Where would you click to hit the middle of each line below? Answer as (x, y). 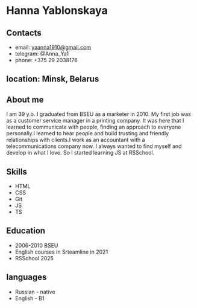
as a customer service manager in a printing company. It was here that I (95, 121)
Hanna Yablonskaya (57, 11)
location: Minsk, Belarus (53, 79)
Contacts (24, 33)
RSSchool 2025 (34, 258)
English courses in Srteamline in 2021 (61, 252)
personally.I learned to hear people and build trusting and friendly (88, 133)
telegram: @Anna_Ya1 (42, 54)
